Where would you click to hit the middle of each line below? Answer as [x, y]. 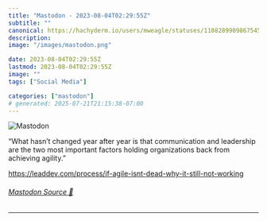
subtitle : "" [30, 23]
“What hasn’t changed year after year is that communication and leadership [132, 142]
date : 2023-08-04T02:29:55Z [55, 60]
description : [30, 38]
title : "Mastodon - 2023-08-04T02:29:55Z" [79, 16]
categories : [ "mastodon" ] [51, 96]
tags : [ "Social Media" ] [48, 81]
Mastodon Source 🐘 [41, 192]
